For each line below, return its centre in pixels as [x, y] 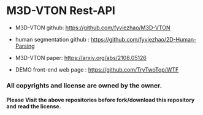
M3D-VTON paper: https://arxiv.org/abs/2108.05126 [81, 57]
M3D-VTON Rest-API [61, 11]
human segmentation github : [52, 39]
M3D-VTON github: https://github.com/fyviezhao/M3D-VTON [93, 28]
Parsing [25, 46]
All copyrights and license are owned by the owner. [84, 85]
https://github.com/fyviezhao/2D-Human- [144, 39]
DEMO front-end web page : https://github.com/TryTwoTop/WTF [97, 69]
